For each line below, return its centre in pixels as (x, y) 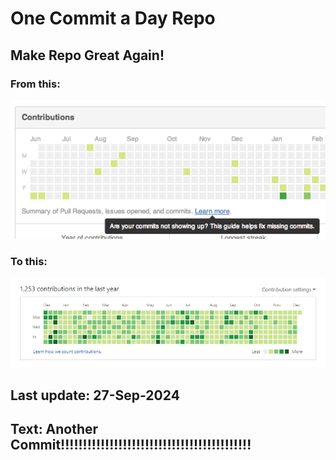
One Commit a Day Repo (113, 18)
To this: (29, 261)
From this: (35, 84)
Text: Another (54, 429)
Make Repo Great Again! (87, 55)
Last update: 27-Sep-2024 (95, 395)
